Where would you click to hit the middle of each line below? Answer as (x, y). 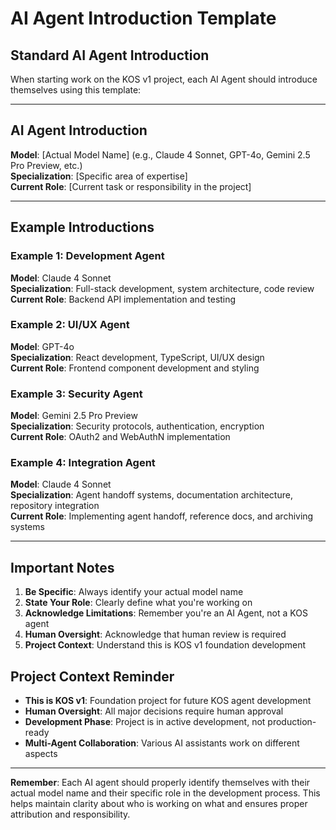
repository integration (55, 506)
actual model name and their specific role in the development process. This (165, 793)
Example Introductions (82, 227)
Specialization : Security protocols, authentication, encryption (137, 426)
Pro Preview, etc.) (46, 165)
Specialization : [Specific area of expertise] (99, 176)
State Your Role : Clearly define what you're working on (138, 603)
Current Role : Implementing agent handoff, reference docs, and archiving (162, 516)
